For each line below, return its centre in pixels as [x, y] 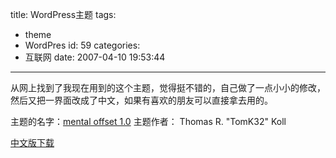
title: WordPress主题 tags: [63, 14]
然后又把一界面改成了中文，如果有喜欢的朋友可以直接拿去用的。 [141, 100]
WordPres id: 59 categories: [82, 45]
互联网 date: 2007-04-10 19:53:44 [95, 57]
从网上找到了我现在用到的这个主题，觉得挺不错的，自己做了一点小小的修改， [168, 87]
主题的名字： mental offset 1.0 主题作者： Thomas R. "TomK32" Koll [148, 121]
